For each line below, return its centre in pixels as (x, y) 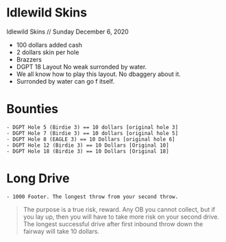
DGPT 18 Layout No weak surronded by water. (81, 66)
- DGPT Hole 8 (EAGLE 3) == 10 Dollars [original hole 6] (91, 139)
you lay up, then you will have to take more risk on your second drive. (121, 217)
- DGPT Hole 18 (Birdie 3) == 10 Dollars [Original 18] (88, 151)
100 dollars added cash (49, 45)
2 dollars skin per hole (48, 52)
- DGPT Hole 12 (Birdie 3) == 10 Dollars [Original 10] (88, 145)
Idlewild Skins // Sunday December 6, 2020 (68, 32)
